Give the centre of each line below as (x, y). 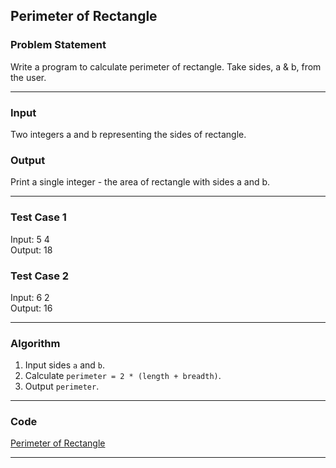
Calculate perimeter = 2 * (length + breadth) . (123, 376)
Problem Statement (58, 45)
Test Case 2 (40, 276)
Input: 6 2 (30, 297)
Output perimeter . (62, 386)
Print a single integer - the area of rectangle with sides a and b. (140, 182)
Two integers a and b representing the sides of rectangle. (128, 134)
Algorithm (35, 343)
